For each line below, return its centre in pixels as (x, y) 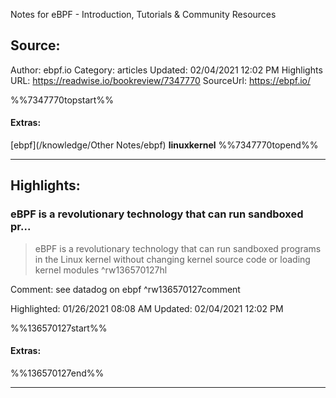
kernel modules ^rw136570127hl (101, 270)
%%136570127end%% (57, 373)
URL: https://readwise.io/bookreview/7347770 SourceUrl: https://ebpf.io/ (160, 80)
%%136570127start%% (59, 328)
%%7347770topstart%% (62, 100)
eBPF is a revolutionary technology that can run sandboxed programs (178, 248)
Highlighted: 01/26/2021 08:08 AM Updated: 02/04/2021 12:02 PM (147, 308)
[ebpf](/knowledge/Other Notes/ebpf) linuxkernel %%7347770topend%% (164, 145)
